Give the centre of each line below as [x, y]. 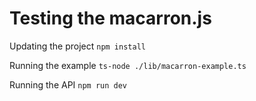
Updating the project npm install [77, 46]
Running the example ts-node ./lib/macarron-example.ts [128, 65]
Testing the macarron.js [110, 18]
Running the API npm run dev [68, 84]
